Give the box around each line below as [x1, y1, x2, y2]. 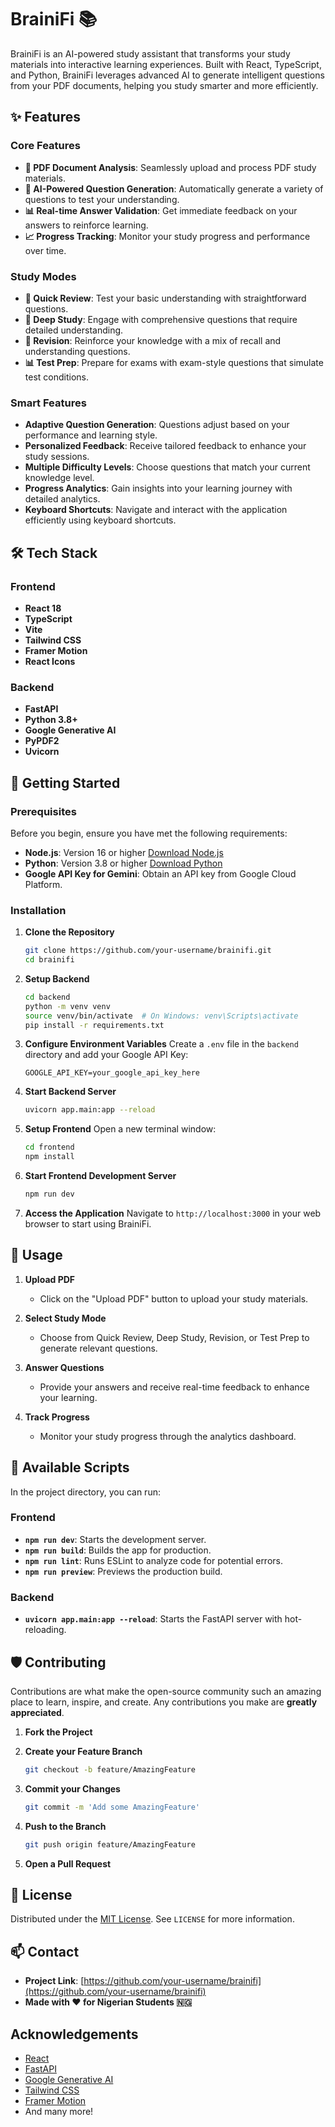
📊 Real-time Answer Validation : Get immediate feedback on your [24, 204, 298, 216]
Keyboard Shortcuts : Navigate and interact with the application [24, 504, 288, 516]
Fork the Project [24, 1726, 93, 1738]
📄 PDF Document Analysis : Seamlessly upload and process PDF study [24, 161, 317, 173]
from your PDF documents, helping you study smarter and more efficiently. [10, 79, 319, 91]
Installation [10, 903, 67, 917]
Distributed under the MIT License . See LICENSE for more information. [10, 1913, 295, 1925]
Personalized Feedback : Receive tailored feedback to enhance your [24, 440, 307, 452]
